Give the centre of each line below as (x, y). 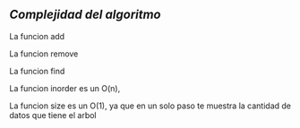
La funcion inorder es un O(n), (65, 88)
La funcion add (37, 36)
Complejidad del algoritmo (85, 15)
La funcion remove (44, 54)
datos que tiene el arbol (53, 115)
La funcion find (37, 71)
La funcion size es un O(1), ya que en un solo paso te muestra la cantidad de (150, 106)
